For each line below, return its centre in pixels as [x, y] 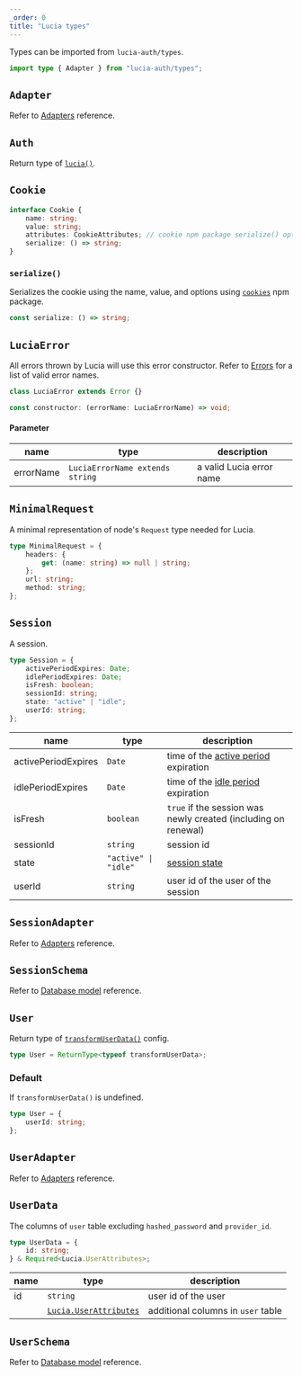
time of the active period [218, 755]
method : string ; [56, 588]
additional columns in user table [215, 1311]
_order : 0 [28, 18]
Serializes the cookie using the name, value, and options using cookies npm [149, 292]
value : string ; [54, 227]
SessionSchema [49, 970]
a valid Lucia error [235, 467]
